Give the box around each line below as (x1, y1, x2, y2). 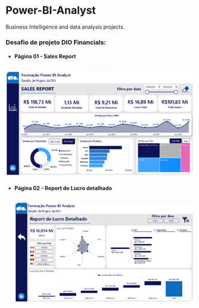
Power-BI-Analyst (5, 4, 97, 17)
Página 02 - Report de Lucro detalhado (14, 184, 113, 191)
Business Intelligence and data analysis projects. (5, 23, 125, 30)
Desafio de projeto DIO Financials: (5, 38, 107, 46)
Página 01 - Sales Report (14, 53, 76, 60)
